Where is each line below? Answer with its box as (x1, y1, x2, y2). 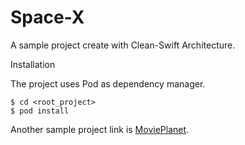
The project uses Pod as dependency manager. (10, 77, 206, 90)
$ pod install (10, 106, 70, 116)
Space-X (10, 6, 85, 29)
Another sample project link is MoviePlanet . (10, 123, 190, 135)
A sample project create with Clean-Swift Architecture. (10, 39, 236, 51)
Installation (10, 58, 56, 70)
